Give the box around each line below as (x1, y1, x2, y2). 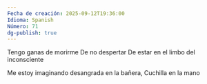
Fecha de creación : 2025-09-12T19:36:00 (7, 10, 126, 17)
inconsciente (7, 56, 44, 64)
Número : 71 (7, 23, 39, 30)
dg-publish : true (7, 29, 57, 36)
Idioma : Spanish (7, 17, 54, 23)
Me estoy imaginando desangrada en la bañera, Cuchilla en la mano (7, 69, 200, 77)
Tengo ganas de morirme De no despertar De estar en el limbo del (7, 48, 195, 56)
